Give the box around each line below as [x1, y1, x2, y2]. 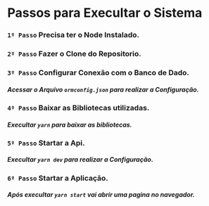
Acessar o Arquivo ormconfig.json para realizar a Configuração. [7, 85, 199, 94]
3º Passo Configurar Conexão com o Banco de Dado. [7, 67, 190, 77]
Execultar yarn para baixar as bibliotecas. [7, 120, 132, 129]
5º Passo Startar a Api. [7, 138, 86, 148]
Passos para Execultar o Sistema [7, 5, 203, 21]
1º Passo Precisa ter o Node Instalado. [7, 30, 139, 40]
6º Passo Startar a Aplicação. [7, 173, 109, 183]
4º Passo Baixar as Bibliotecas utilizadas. [7, 103, 150, 112]
